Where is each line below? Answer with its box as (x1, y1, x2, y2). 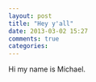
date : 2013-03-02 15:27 (8, 27, 89, 35)
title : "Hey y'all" (8, 19, 74, 28)
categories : (8, 42, 48, 50)
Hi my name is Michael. (8, 64, 86, 74)
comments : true (8, 34, 60, 43)
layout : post (8, 11, 52, 20)
